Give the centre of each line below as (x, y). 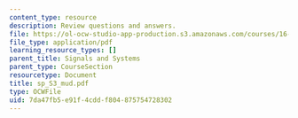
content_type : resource (53, 17)
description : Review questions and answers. (93, 26)
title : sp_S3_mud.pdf (49, 83)
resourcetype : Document (53, 75)
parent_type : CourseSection (61, 67)
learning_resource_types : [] (63, 51)
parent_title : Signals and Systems (75, 59)
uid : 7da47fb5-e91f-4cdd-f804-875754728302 (91, 100)
